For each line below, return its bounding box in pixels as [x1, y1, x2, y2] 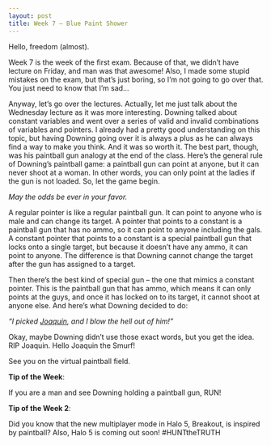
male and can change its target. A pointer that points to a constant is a [8, 216, 243, 226]
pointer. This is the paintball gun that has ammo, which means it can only [8, 283, 252, 293]
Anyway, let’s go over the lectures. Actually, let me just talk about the [8, 99, 238, 108]
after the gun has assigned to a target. [8, 259, 136, 269]
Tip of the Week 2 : [8, 403, 71, 413]
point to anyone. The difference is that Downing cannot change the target [8, 250, 253, 260]
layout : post [8, 11, 53, 20]
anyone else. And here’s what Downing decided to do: [8, 300, 188, 310]
